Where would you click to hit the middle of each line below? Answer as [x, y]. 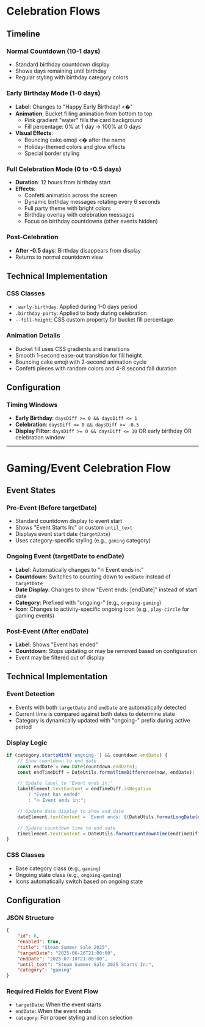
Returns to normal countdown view [59, 257]
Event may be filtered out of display [60, 657]
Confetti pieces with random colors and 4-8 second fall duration [96, 368]
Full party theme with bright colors [67, 208]
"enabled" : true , [39, 942]
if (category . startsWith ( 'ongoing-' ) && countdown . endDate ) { [87, 755]
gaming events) [35, 615]
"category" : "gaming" [45, 970]
